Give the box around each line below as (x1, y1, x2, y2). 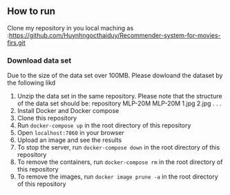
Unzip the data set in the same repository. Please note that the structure (17, 92, 222, 101)
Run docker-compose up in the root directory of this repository (17, 121, 191, 130)
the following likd (7, 79, 56, 87)
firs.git (7, 38, 26, 47)
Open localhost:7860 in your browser (17, 129, 124, 137)
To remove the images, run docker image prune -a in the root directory (17, 172, 219, 181)
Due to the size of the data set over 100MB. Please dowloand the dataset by (7, 72, 223, 80)
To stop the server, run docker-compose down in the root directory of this (17, 143, 220, 152)
